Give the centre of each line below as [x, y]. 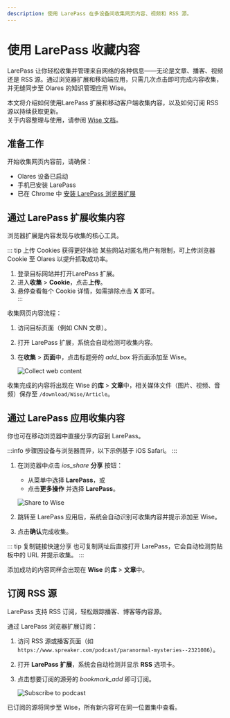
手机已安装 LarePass [46, 185]
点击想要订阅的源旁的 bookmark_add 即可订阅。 [86, 679]
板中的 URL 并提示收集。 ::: [46, 555]
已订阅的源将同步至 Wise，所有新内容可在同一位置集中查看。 [94, 707]
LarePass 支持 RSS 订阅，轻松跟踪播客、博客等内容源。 [87, 611]
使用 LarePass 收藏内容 [74, 50]
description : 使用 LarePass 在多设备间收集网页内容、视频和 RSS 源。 [100, 14]
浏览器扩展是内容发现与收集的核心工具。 [65, 235]
